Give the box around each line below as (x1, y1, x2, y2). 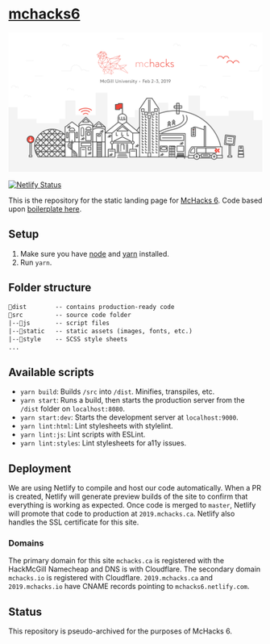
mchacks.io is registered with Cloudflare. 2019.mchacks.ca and (8, 573, 214, 583)
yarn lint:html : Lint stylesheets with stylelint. (19, 421, 173, 431)
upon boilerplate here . (8, 203, 82, 214)
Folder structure (8, 281, 92, 295)
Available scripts (8, 365, 94, 379)
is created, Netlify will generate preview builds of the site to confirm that (8, 491, 248, 501)
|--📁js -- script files (8, 320, 110, 328)
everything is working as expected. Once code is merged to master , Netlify (8, 500, 256, 510)
